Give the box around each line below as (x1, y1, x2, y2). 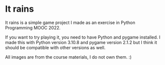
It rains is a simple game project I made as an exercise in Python (5, 20, 135, 25)
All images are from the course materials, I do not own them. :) (5, 54, 132, 60)
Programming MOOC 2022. (5, 24, 61, 30)
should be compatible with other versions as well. (5, 44, 106, 50)
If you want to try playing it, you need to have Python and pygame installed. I (5, 34, 161, 40)
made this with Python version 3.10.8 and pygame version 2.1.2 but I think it (5, 39, 158, 45)
